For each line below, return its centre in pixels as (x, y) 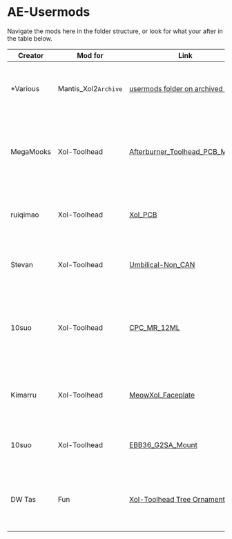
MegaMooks (31, 151)
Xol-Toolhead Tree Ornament (177, 499)
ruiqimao (25, 215)
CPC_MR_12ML (154, 327)
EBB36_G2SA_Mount (163, 444)
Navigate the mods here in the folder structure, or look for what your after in (115, 31)
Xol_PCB (143, 215)
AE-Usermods (49, 12)
